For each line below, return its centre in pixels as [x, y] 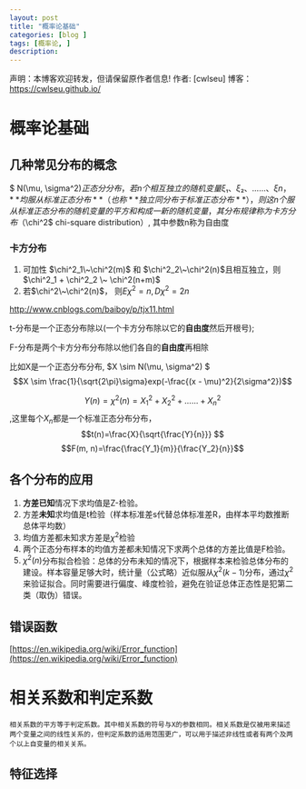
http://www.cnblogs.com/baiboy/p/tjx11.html [92, 309]
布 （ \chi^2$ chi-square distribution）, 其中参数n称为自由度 [119, 223]
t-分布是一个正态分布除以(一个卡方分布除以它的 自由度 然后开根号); [132, 328]
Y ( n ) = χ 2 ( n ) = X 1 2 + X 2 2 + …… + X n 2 [153, 401]
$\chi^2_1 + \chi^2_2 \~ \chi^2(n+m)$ [91, 280]
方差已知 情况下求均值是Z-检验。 [83, 503]
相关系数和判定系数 [81, 699]
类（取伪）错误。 [54, 595]
